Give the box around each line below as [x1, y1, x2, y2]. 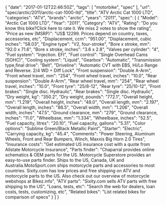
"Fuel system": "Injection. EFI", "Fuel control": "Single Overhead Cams [5, 52, 148, 58]
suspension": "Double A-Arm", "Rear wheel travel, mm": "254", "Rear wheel [5, 78, 159, 84]
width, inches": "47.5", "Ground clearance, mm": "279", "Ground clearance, [5, 110, 158, 116]
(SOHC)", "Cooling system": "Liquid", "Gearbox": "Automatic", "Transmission [5, 57, 161, 63]
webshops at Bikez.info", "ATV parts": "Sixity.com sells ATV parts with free [5, 178, 157, 184]
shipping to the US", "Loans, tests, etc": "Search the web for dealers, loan [5, 184, 156, 189]
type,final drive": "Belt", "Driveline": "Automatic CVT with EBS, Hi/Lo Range [5, 62, 158, 68]
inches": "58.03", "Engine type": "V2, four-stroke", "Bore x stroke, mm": [5, 41, 151, 47]
